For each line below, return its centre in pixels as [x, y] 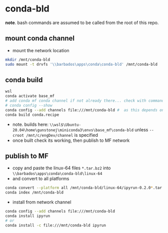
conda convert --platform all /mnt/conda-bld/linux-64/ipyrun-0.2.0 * [79, 188]
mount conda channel [40, 38]
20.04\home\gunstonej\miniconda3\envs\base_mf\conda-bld [73, 130]
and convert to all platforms [41, 179]
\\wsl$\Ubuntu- [65, 125]
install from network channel [42, 202]
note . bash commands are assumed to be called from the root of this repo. [82, 23]
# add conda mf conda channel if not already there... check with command [85, 101]
